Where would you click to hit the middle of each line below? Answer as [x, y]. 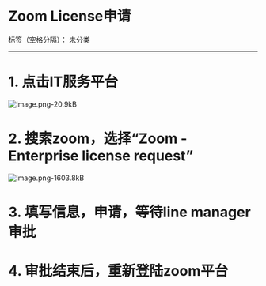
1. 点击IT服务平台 [63, 82]
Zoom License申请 [70, 16]
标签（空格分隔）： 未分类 [49, 40]
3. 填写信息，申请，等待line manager [129, 212]
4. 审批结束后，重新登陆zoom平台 [118, 271]
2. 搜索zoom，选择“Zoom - [98, 139]
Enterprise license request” [101, 156]
